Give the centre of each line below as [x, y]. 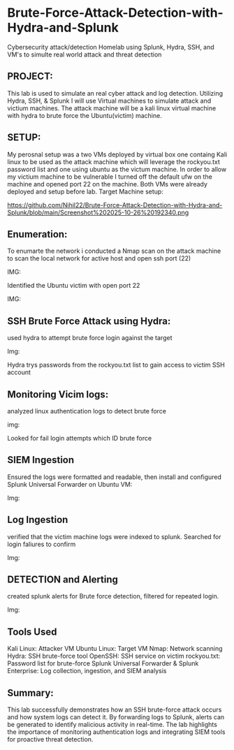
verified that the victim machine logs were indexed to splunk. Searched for [114, 536]
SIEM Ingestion [41, 460]
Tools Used [32, 632]
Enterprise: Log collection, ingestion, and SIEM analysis [87, 671]
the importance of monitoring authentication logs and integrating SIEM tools [116, 732]
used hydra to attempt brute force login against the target [90, 338]
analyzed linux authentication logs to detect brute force [87, 411]
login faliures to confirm [42, 544]
